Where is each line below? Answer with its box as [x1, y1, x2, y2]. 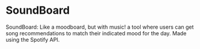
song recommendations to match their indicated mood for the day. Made [5, 29, 187, 36]
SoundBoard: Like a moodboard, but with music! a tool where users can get [5, 23, 195, 30]
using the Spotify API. [5, 36, 60, 43]
